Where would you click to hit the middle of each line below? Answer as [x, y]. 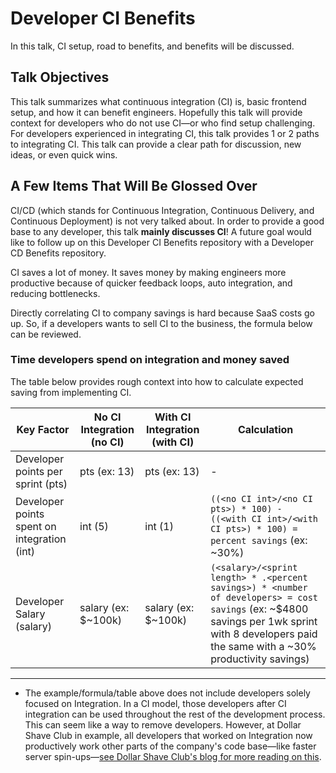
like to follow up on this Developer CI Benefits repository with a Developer [162, 242]
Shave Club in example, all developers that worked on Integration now [168, 735]
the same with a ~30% [263, 646]
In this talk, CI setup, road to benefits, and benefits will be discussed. [152, 46]
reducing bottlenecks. [55, 293]
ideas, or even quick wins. [64, 154]
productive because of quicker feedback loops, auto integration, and [151, 283]
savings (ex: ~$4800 [259, 609]
